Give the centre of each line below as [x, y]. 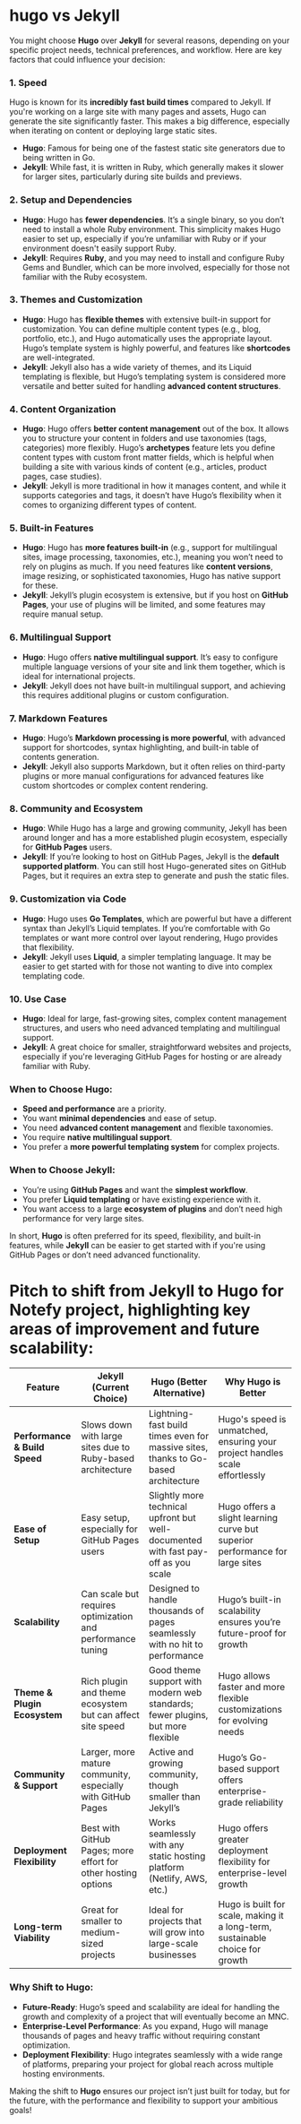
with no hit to [176, 1645]
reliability [264, 1802]
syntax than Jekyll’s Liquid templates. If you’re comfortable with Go [146, 928]
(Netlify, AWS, [178, 1878]
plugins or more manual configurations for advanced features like [143, 776]
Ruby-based [108, 1459]
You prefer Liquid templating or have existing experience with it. [142, 1199]
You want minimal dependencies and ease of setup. [119, 1118]
